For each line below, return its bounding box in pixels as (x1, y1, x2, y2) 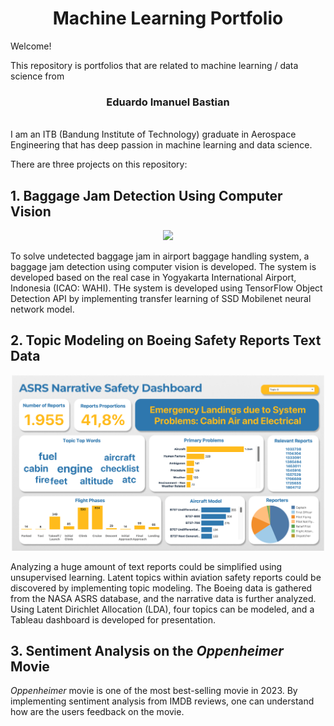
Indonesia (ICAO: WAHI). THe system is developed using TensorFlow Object (10, 282, 323, 294)
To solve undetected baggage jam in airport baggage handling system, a (10, 250, 310, 262)
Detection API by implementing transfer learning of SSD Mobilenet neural (10, 293, 312, 305)
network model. (10, 303, 75, 316)
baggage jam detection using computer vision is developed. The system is (10, 261, 317, 273)
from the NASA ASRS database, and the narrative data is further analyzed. (10, 592, 317, 604)
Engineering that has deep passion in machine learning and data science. (10, 139, 313, 151)
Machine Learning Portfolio (52, 7, 284, 30)
